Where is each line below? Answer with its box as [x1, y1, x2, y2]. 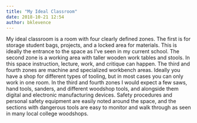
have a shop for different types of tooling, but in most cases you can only [6, 73, 183, 80]
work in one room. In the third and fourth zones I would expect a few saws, [6, 79, 188, 86]
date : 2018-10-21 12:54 [6, 14, 65, 20]
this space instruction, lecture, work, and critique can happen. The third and [6, 60, 190, 67]
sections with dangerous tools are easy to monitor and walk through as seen [6, 104, 191, 111]
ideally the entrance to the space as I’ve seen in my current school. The [6, 48, 179, 55]
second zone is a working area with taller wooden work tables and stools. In [6, 54, 190, 61]
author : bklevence [6, 19, 51, 25]
